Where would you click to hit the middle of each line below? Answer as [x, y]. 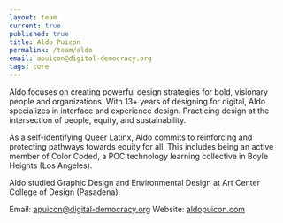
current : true [35, 26]
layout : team [33, 17]
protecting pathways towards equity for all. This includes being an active [141, 146]
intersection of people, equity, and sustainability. [98, 119]
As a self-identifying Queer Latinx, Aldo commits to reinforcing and [131, 137]
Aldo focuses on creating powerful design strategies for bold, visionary [138, 92]
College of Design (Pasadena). [65, 192]
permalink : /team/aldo [51, 50]
